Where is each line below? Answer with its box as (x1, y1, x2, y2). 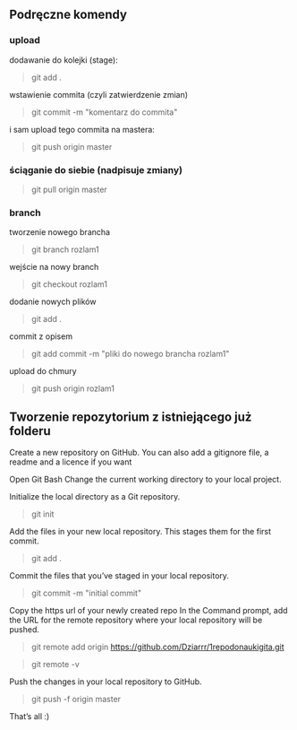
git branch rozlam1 (30, 244, 100, 255)
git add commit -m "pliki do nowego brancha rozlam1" (30, 349, 230, 360)
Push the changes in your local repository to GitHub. (9, 676, 203, 687)
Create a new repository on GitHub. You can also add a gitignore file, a (9, 448, 269, 458)
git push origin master (30, 141, 113, 152)
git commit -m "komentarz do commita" (30, 107, 178, 117)
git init (30, 508, 55, 519)
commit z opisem (9, 331, 73, 342)
